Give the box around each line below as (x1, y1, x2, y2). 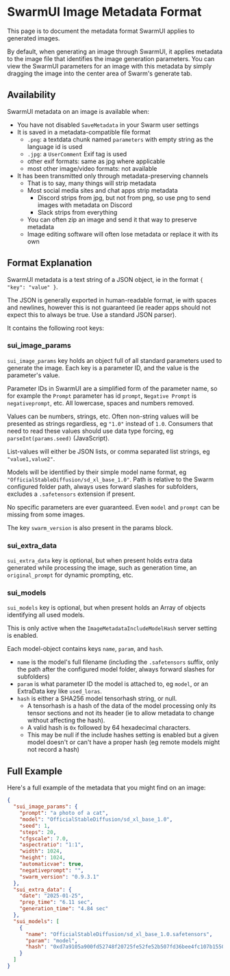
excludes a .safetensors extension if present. (7, 490, 136, 498)
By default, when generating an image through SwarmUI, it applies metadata (7, 47, 223, 56)
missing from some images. (7, 510, 86, 519)
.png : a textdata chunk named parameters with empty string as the (27, 135, 214, 143)
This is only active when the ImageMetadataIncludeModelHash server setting (7, 624, 217, 632)
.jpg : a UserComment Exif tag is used (27, 150, 127, 158)
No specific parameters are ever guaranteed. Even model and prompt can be (7, 503, 220, 511)
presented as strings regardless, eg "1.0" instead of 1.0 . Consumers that (7, 419, 214, 427)
